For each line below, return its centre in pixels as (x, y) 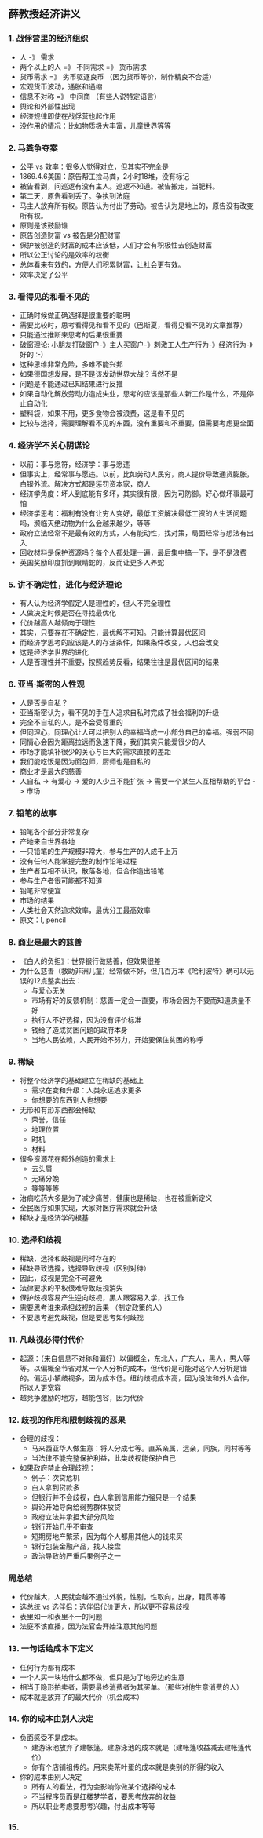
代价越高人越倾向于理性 (57, 622)
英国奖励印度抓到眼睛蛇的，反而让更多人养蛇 (92, 562)
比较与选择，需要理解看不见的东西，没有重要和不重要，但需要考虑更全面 (136, 423)
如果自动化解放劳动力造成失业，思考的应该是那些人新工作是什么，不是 (133, 394)
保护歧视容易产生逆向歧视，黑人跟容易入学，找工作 (102, 1298)
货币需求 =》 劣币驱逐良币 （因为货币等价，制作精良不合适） (117, 76)
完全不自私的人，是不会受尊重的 (71, 722)
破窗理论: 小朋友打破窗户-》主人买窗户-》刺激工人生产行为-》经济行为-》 (136, 345)
